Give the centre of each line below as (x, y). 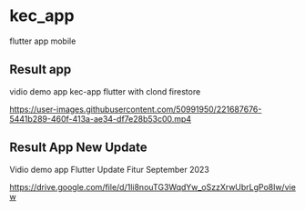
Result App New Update (78, 148)
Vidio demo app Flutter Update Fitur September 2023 (109, 169)
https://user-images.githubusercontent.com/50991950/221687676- (136, 109)
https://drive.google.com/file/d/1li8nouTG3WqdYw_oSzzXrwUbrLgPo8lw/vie (152, 186)
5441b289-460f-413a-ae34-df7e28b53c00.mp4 (101, 118)
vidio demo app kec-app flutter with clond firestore (105, 91)
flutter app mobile (43, 41)
